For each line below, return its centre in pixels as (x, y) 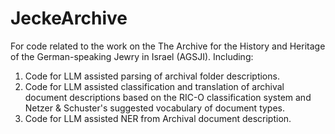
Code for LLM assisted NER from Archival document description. (158, 118)
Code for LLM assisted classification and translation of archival (154, 86)
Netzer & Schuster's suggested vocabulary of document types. (155, 108)
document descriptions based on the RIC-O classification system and (168, 97)
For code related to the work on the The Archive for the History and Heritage (168, 46)
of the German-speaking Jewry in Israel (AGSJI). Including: (132, 56)
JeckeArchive (69, 18)
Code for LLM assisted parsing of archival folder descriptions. (152, 76)
